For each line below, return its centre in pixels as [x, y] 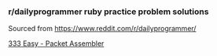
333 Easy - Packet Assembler [56, 44]
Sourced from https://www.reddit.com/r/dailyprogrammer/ [102, 29]
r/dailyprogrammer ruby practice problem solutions [108, 12]
